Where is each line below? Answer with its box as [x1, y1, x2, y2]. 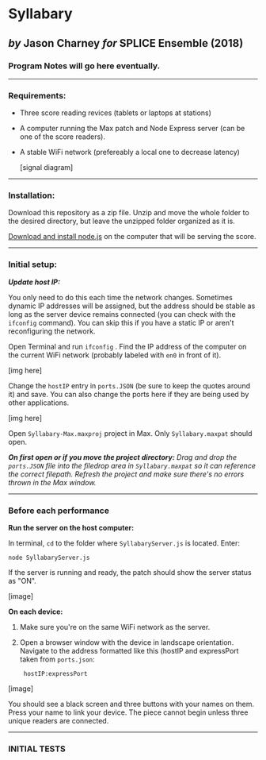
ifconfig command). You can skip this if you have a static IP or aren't [8, 318, 235, 327]
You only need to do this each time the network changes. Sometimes [8, 292, 234, 302]
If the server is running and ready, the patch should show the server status [8, 568, 252, 577]
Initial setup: [8, 259, 58, 270]
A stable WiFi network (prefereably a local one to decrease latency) [19, 148, 240, 157]
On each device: [8, 607, 63, 616]
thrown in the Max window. [8, 477, 97, 487]
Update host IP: [8, 277, 61, 287]
